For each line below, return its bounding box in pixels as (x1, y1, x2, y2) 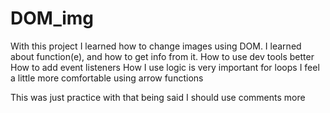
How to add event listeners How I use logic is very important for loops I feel (10, 61, 320, 73)
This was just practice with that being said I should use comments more (10, 91, 306, 103)
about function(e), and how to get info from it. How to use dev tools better (10, 50, 315, 62)
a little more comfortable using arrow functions (10, 72, 204, 84)
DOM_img (10, 7, 94, 30)
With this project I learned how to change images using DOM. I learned (10, 40, 302, 52)
